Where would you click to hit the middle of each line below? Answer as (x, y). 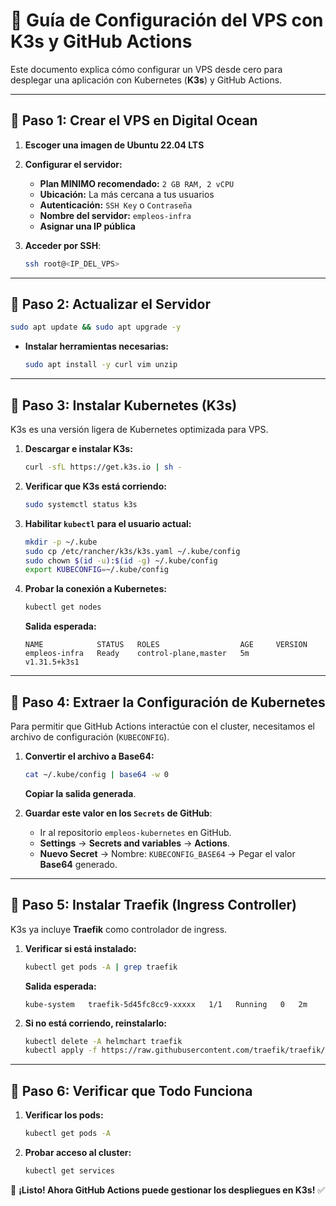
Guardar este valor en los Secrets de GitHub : (118, 813)
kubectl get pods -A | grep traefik (101, 967)
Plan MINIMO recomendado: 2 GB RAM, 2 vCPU (137, 183)
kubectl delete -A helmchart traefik (103, 1041)
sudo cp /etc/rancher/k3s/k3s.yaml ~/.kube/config (132, 551)
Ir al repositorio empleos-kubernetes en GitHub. (135, 832)
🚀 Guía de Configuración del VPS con (167, 20)
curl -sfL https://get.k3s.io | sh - (103, 467)
